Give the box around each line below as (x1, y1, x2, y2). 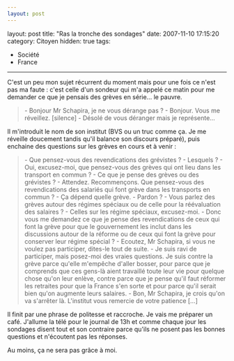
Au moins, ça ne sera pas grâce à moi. (7, 346, 118, 354)
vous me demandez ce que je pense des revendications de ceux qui (24, 214, 220, 223)
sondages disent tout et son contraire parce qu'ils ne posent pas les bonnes (7, 325, 226, 333)
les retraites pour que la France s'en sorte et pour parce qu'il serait (24, 281, 217, 290)
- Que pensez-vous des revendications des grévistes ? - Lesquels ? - (24, 155, 223, 164)
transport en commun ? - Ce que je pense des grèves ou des (24, 170, 200, 179)
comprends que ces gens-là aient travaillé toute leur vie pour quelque (24, 267, 225, 275)
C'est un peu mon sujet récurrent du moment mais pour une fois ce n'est (7, 78, 216, 86)
